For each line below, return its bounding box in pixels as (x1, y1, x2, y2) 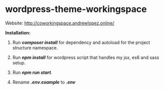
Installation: (5, 29, 31, 35)
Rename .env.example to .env (12, 79, 76, 85)
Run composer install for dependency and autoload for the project (12, 39, 150, 45)
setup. (12, 59, 26, 65)
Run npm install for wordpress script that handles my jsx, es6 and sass (12, 54, 159, 60)
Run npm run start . (12, 69, 52, 75)
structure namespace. (12, 44, 58, 50)
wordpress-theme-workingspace (5, 3, 147, 15)
